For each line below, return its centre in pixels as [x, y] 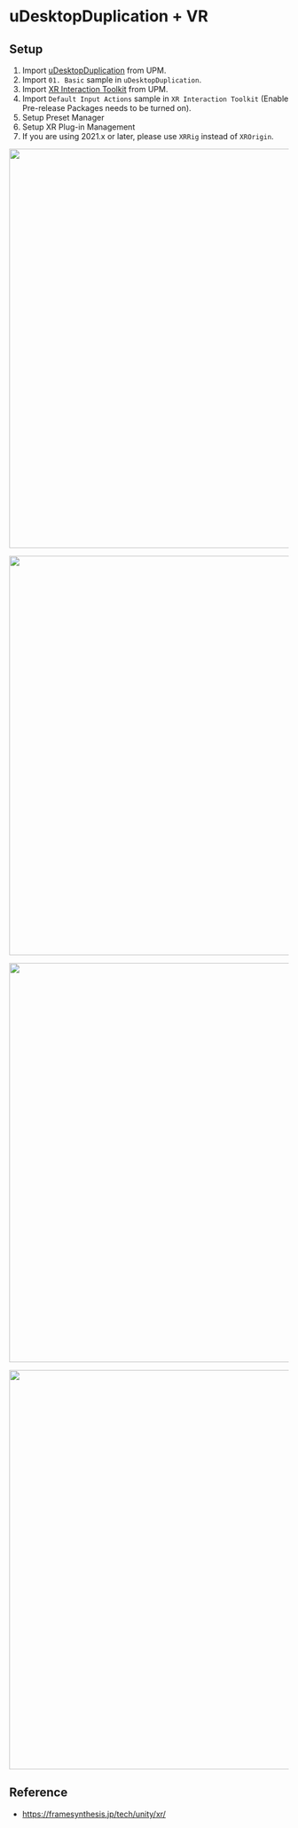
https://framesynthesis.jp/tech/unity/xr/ [94, 1814]
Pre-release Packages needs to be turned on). [107, 108]
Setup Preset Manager [63, 118]
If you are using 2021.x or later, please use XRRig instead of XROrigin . [148, 136]
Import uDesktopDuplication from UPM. [94, 70]
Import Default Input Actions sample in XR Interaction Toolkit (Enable [155, 98]
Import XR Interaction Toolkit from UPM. [95, 89]
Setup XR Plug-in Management [78, 127]
